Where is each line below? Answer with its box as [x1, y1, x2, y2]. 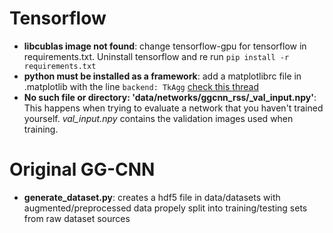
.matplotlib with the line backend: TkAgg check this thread [23, 80, 259, 92]
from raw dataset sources [23, 212, 131, 224]
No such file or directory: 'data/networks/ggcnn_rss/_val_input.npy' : [23, 91, 317, 103]
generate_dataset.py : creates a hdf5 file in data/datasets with [23, 191, 281, 203]
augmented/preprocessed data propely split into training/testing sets [23, 202, 308, 214]
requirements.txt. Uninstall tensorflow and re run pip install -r [23, 50, 290, 62]
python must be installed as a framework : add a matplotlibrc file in [23, 70, 302, 82]
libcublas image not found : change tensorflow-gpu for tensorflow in [23, 40, 307, 52]
